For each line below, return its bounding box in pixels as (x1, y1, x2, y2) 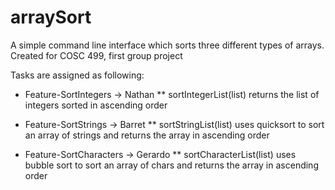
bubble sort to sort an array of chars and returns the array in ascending (24, 159, 319, 171)
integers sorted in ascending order (24, 99, 168, 111)
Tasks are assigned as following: (10, 69, 145, 81)
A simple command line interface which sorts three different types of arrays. (10, 39, 325, 51)
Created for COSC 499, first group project (10, 49, 183, 61)
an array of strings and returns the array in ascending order (24, 129, 270, 141)
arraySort (10, 6, 92, 29)
